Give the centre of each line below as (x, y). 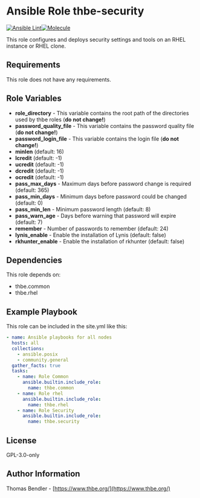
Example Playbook (42, 312)
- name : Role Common (43, 377)
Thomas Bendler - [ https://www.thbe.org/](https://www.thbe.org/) (89, 488)
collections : (28, 348)
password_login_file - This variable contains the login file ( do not (97, 139)
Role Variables (34, 99)
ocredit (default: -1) (40, 177)
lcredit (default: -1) (38, 158)
